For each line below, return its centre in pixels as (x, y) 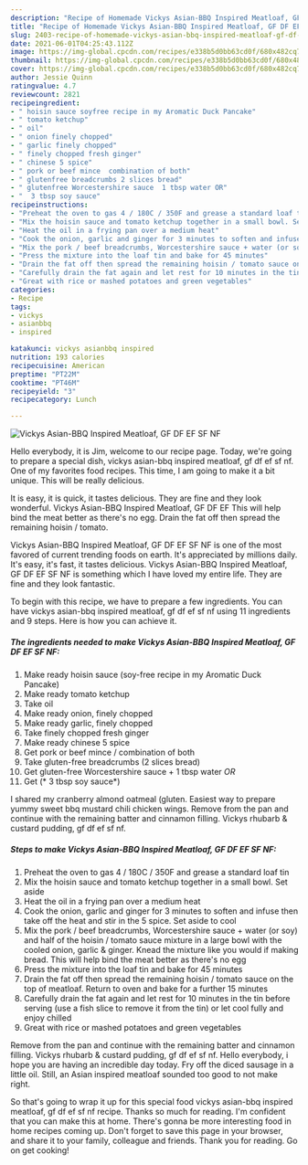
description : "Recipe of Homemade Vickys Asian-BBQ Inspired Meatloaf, (149, 18)
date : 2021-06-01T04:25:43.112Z (72, 43)
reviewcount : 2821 (45, 94)
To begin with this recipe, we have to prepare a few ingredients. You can (146, 602)
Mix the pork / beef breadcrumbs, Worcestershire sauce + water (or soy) (160, 931)
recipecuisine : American (58, 365)
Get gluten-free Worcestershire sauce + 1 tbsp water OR (129, 772)
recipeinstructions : (50, 205)
